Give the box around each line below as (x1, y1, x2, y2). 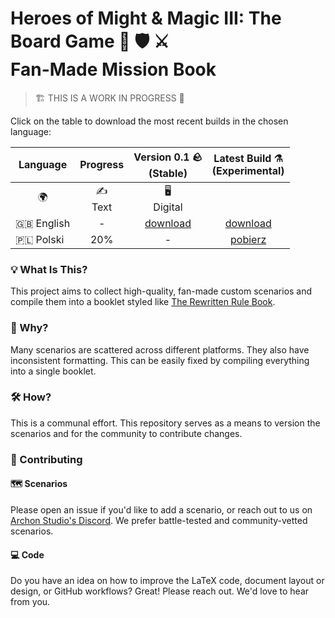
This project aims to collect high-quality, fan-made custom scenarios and (10, 285, 313, 297)
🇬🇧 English (15, 216, 71, 230)
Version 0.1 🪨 (133, 150, 203, 164)
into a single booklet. (10, 365, 97, 377)
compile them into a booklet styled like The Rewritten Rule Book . (10, 296, 276, 308)
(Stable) (148, 166, 188, 180)
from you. (10, 596, 51, 608)
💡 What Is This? (10, 262, 88, 276)
